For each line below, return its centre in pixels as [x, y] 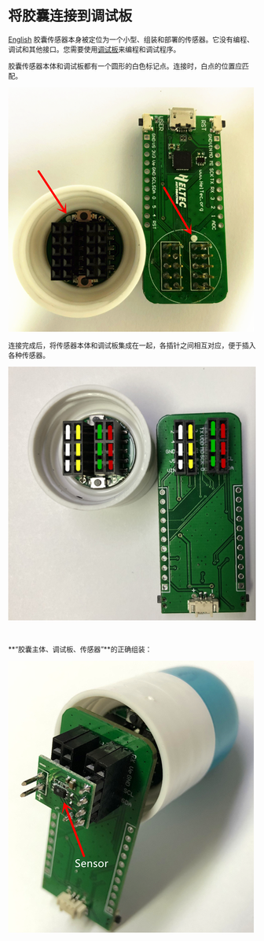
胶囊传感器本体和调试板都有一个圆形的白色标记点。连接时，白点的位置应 [125, 66]
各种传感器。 [29, 355]
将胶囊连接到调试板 [70, 16]
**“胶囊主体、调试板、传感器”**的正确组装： [80, 649]
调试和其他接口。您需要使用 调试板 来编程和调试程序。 [94, 49]
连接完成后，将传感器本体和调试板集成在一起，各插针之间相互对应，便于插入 [132, 345]
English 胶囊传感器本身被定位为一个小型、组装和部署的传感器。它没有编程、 [131, 39]
